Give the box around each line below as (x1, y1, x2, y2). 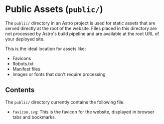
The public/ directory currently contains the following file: (5, 99, 125, 105)
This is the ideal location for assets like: (5, 45, 86, 51)
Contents (5, 86, 35, 94)
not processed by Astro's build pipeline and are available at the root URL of (5, 30, 160, 36)
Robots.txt (12, 60, 34, 66)
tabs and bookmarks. (12, 114, 56, 120)
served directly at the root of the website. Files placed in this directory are (5, 25, 157, 31)
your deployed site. (5, 36, 45, 42)
